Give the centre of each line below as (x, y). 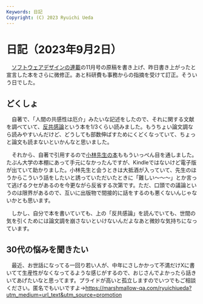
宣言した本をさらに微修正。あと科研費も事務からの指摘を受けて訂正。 (94, 75)
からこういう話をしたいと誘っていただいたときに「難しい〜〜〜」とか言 (101, 178)
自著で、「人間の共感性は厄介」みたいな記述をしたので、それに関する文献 (103, 120)
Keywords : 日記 (25, 12)
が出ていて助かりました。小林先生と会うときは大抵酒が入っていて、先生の (99, 170)
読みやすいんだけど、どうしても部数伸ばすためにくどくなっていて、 (95, 135)
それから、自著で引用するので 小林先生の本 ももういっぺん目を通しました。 (104, 155)
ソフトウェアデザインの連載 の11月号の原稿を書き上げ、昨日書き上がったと (104, 67)
